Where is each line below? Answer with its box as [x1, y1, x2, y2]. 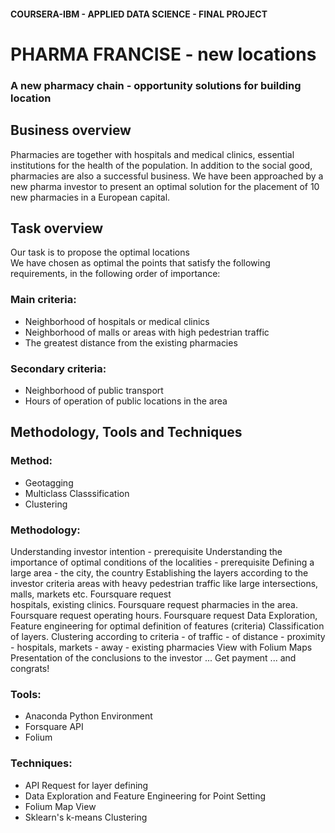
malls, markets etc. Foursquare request [10, 588, 172, 600]
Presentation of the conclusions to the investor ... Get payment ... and [10, 651, 297, 664]
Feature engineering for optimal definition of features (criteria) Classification [10, 620, 325, 632]
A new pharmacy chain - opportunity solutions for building [10, 78, 302, 92]
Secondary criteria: [10, 361, 107, 375]
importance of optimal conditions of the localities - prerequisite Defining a [10, 556, 315, 568]
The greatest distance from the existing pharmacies [24, 336, 238, 349]
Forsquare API [24, 721, 84, 733]
